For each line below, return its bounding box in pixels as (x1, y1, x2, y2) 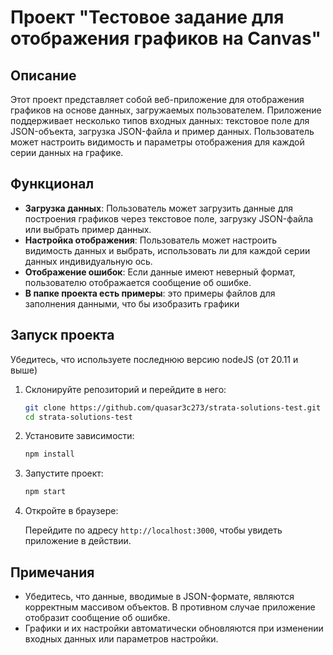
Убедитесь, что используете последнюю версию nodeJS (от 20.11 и (10, 353, 299, 365)
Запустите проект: (24, 467, 104, 480)
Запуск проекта (10, 327, 115, 344)
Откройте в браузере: (24, 505, 119, 517)
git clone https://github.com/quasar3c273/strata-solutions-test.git (24, 402, 322, 413)
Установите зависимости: (24, 430, 135, 442)
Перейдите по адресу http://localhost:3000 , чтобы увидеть (24, 524, 283, 536)
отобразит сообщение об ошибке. (24, 611, 171, 623)
